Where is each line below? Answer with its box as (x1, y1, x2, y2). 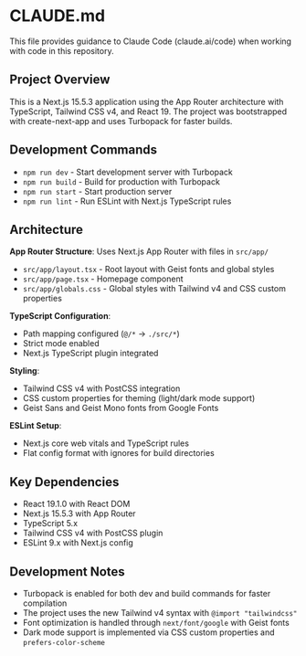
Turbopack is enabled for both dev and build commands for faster (22, 588, 271, 598)
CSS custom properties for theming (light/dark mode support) (22, 393, 256, 404)
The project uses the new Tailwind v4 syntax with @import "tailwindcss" (22, 608, 298, 618)
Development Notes (9, 564, 125, 579)
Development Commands (9, 143, 158, 158)
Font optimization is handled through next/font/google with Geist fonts (22, 618, 290, 628)
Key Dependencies (9, 474, 120, 490)
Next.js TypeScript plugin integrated (22, 348, 159, 359)
